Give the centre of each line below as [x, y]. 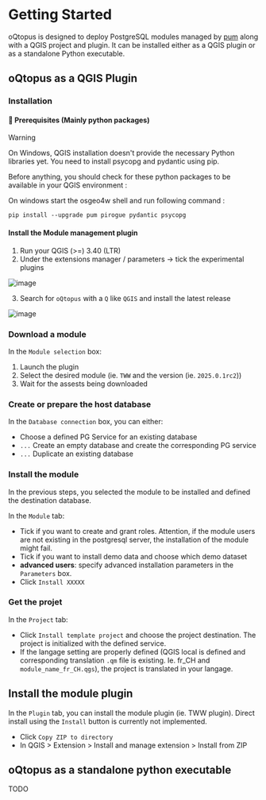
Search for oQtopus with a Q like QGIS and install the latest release [125, 298]
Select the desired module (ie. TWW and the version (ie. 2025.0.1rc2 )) [131, 375]
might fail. [36, 548]
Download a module [48, 334]
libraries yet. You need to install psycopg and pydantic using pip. [114, 161]
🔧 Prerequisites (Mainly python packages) [79, 120]
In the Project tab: [39, 619]
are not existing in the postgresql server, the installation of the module [134, 539]
